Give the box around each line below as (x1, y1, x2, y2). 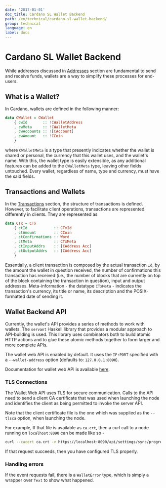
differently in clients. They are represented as (5, 211, 98, 217)
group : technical (5, 21, 41, 26)
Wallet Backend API (5, 308, 67, 316)
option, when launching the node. (17, 415, 86, 421)
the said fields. (5, 173, 36, 179)
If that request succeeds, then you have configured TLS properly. (5, 448, 138, 454)
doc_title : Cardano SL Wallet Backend (5, 12, 85, 17)
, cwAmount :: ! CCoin (14, 134, 63, 139)
